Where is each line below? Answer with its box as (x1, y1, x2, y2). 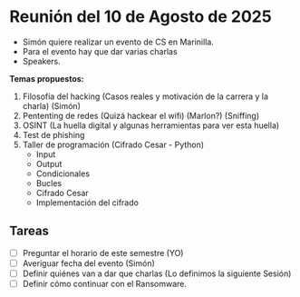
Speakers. (22, 55, 61, 66)
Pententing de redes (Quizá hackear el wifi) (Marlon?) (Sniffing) (22, 110, 260, 121)
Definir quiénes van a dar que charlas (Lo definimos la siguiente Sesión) (22, 268, 292, 279)
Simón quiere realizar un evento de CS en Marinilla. (22, 36, 215, 47)
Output (35, 158, 63, 169)
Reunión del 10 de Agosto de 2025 (9, 6, 272, 27)
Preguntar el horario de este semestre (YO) (22, 247, 184, 258)
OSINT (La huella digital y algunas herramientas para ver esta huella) (22, 120, 280, 131)
